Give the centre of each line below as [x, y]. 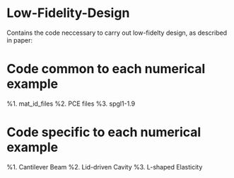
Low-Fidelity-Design [68, 13]
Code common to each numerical [106, 69]
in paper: [20, 40]
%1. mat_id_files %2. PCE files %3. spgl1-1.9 [71, 104]
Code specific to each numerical [104, 132]
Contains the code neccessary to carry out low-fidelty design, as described [117, 33]
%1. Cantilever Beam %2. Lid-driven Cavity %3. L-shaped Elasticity [105, 167]
